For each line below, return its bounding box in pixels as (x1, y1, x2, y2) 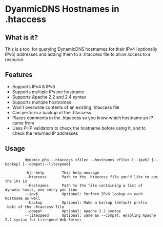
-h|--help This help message (24, 170, 99, 175)
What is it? (5, 33, 38, 41)
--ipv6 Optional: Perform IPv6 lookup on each (24, 191, 143, 196)
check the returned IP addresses (12, 130, 78, 136)
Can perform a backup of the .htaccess (12, 109, 92, 115)
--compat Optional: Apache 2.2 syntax (24, 208, 121, 213)
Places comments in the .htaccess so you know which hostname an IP (12, 115, 154, 121)
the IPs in (5, 179, 27, 184)
